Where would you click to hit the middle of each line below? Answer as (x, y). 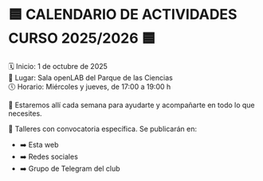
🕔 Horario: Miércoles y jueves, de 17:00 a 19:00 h (90, 87)
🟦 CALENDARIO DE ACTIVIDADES (123, 15)
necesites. (25, 113)
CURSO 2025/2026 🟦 (82, 39)
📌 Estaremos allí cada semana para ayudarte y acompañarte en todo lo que (131, 105)
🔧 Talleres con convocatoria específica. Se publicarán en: (103, 129)
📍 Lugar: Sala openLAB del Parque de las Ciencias (90, 77)
